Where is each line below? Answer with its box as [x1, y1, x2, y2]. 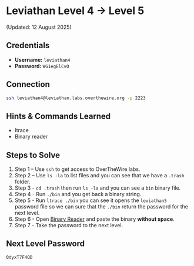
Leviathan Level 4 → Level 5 [6, 4, 145, 18]
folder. [14, 178, 31, 186]
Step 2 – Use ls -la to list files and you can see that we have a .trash [14, 172, 185, 179]
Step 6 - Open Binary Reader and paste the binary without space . [14, 216, 175, 223]
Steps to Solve [6, 150, 61, 160]
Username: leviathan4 [14, 56, 71, 63]
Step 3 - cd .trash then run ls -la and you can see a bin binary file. [14, 184, 181, 191]
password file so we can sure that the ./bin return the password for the [14, 203, 188, 210]
